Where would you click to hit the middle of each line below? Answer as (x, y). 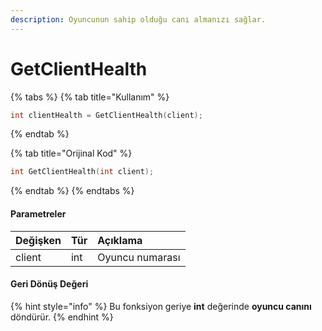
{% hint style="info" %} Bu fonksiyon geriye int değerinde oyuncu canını (161, 306)
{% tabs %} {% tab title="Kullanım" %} (90, 97)
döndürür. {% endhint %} (62, 317)
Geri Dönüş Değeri (49, 284)
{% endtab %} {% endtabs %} (72, 191)
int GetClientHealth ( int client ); (82, 172)
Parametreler (38, 213)
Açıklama (120, 240)
